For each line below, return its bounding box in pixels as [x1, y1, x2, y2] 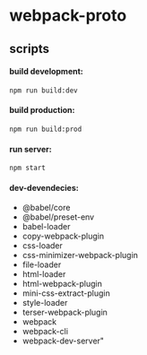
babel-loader [22, 221, 71, 232]
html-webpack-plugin [22, 279, 103, 290]
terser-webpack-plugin [22, 307, 108, 318]
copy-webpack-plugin [22, 230, 105, 242]
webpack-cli [22, 326, 69, 337]
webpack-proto [9, 5, 127, 26]
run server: [9, 143, 52, 154]
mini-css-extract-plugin [22, 288, 110, 299]
